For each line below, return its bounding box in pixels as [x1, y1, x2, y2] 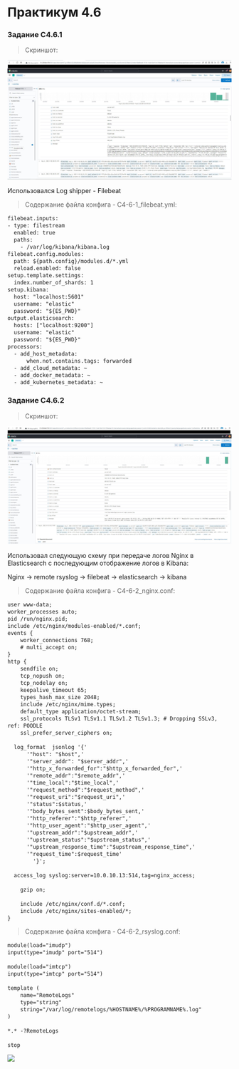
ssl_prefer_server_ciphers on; [20, 730, 113, 737]
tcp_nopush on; [20, 673, 65, 680]
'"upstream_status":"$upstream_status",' [26, 837, 152, 844]
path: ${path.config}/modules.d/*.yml [14, 258, 129, 265]
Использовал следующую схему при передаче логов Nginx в [7, 552, 194, 560]
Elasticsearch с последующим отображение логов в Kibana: [7, 559, 189, 567]
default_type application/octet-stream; [20, 708, 142, 716]
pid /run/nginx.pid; [7, 616, 69, 623]
